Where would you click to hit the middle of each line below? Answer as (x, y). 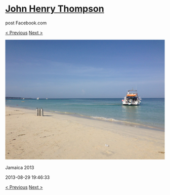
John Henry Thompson (55, 9)
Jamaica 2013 (20, 167)
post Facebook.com (26, 23)
